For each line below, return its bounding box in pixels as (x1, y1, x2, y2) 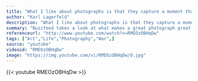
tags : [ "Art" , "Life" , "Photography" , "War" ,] (6, 36, 115, 42)
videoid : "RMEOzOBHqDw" (6, 47, 65, 53)
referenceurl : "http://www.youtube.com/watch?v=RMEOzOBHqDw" (6, 31, 160, 36)
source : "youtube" (6, 42, 51, 48)
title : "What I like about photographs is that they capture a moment (6, 8, 183, 15)
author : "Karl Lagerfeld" (6, 14, 70, 20)
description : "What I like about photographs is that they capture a (6, 19, 181, 25)
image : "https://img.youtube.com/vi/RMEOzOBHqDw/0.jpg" (6, 52, 146, 58)
